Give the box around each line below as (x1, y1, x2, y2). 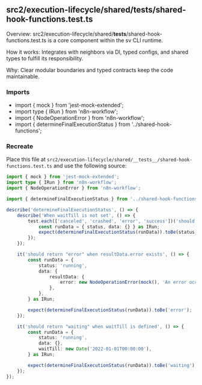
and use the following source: (53, 162, 127, 169)
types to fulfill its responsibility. (6, 54, 84, 62)
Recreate (6, 142, 34, 151)
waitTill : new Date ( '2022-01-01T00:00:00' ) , (38, 346, 152, 352)
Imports (6, 87, 30, 96)
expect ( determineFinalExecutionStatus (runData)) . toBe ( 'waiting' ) (28, 362, 195, 368)
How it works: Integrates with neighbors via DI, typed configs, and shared (6, 48, 189, 55)
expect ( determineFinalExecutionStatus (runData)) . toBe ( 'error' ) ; (28, 307, 192, 313)
